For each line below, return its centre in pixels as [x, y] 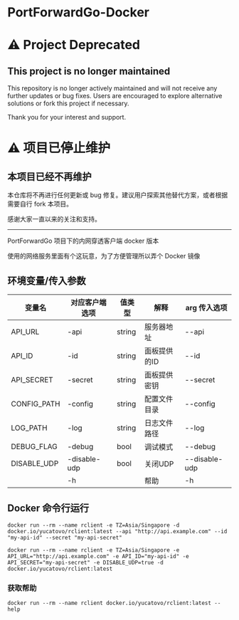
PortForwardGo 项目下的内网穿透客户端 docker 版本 [83, 241]
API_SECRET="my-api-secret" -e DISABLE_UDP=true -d [85, 562]
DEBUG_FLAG [34, 447]
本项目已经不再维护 [49, 176]
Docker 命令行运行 [48, 509]
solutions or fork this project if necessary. [68, 103]
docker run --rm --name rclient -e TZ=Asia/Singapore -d [94, 525]
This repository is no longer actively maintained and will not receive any [112, 88]
